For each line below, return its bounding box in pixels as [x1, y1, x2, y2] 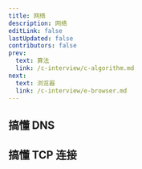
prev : [8, 49, 26, 57]
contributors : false [8, 42, 78, 50]
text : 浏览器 [15, 79, 55, 87]
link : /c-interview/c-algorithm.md [15, 64, 135, 72]
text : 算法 [15, 57, 50, 65]
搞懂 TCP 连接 [8, 148, 78, 162]
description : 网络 [8, 19, 67, 27]
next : [8, 72, 26, 80]
